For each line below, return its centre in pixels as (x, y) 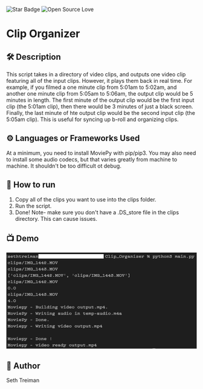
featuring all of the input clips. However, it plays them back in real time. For (99, 81)
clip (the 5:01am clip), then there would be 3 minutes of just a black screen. (100, 106)
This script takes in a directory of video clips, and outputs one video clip (96, 74)
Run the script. (33, 206)
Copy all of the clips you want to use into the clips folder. (85, 199)
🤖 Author (23, 366)
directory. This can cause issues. (56, 218)
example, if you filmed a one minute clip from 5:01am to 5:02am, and (92, 87)
